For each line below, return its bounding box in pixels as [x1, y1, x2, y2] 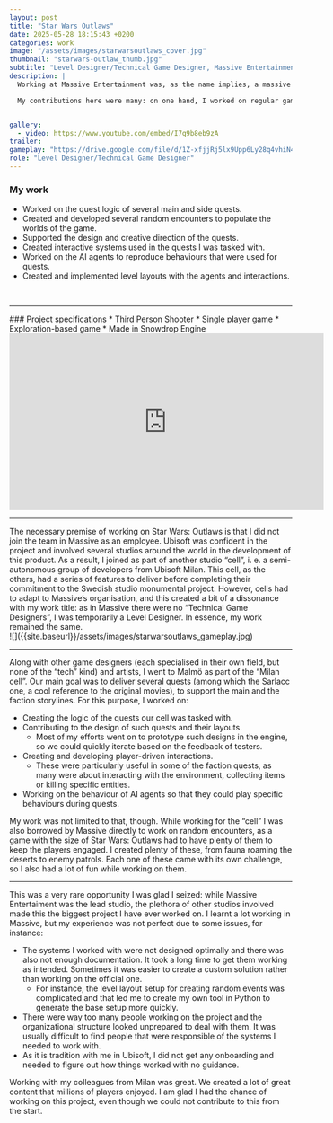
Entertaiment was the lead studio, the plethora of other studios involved [9, 899, 274, 910]
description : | [9, 72, 66, 81]
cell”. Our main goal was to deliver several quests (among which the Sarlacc [9, 676, 290, 687]
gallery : [9, 120, 42, 129]
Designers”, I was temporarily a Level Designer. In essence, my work [9, 612, 263, 623]
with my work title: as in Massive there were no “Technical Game [9, 603, 249, 614]
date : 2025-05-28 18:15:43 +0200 [9, 30, 135, 39]
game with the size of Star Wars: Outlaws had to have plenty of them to [9, 835, 273, 845]
